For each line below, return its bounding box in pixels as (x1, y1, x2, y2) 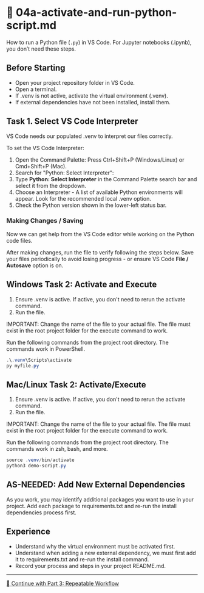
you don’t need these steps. (6, 45, 76, 52)
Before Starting (6, 63, 66, 73)
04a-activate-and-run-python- (16, 5, 177, 20)
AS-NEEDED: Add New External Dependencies (6, 480, 185, 490)
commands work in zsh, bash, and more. (6, 445, 108, 453)
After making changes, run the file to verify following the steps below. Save (6, 248, 194, 256)
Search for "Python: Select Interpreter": (15, 169, 114, 176)
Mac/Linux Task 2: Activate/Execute (6, 379, 147, 390)
